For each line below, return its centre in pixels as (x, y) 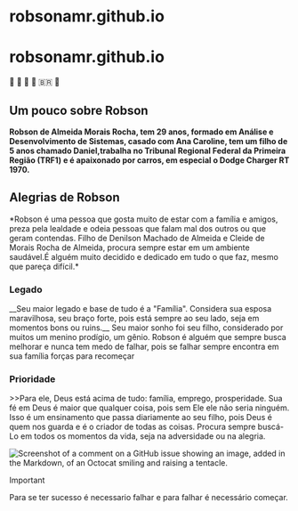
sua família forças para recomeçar (72, 356)
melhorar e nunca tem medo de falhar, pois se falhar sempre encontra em (144, 347)
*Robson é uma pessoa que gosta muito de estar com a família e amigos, (144, 219)
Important (27, 480)
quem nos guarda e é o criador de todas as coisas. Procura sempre (133, 427)
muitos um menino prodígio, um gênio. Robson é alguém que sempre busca (148, 337)
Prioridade (32, 378)
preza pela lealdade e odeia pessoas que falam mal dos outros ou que (138, 228)
